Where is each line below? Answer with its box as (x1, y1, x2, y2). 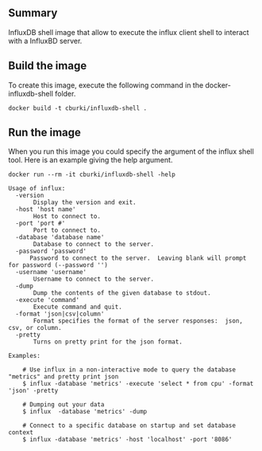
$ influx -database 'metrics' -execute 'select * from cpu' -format (22, 380, 254, 388)
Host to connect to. (33, 213, 102, 221)
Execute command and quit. (33, 303, 123, 312)
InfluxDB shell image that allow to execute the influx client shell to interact (8, 27, 249, 37)
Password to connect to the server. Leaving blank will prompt (29, 254, 247, 262)
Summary (8, 6, 58, 20)
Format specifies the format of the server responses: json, (33, 317, 244, 325)
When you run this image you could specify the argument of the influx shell (8, 147, 254, 156)
